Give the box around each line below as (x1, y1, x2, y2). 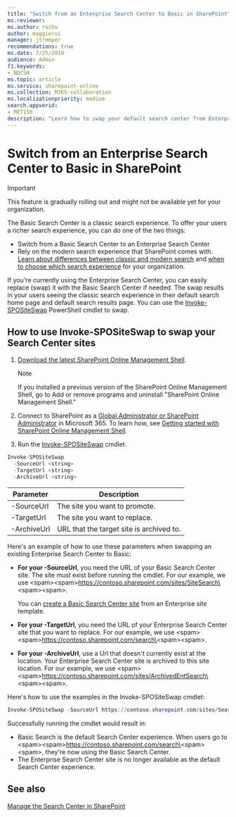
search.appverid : (7, 102, 58, 109)
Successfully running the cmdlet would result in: (7, 719, 147, 728)
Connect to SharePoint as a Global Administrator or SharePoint (17, 411, 199, 420)
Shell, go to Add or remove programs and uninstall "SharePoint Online (17, 390, 220, 399)
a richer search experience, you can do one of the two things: (7, 226, 186, 235)
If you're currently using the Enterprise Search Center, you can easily (7, 275, 207, 284)
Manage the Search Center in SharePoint (7, 802, 126, 810)
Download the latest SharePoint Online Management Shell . (17, 356, 187, 364)
